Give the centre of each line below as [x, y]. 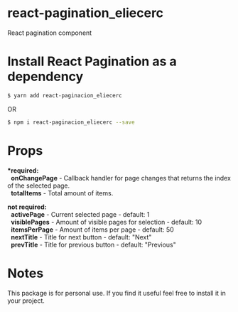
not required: [27, 207]
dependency [45, 77]
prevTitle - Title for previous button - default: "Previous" [93, 244]
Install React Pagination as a [92, 61]
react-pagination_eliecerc [86, 13]
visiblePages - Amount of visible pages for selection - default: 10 [106, 222]
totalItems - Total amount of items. [62, 193]
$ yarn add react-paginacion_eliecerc [65, 95]
